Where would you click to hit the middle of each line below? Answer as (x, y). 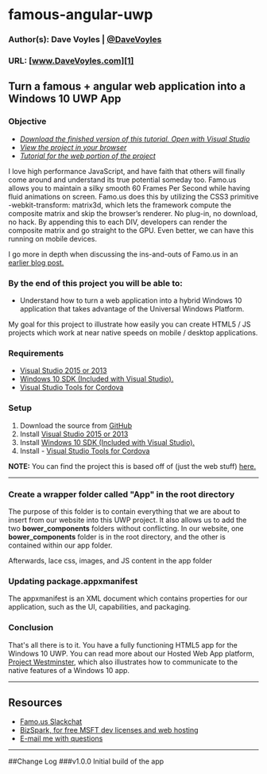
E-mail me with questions (61, 739)
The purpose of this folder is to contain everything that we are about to (124, 511)
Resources (35, 702)
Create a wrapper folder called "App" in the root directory (122, 494)
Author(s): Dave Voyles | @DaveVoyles (85, 40)
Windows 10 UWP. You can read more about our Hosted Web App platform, (132, 653)
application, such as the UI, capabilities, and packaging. (99, 607)
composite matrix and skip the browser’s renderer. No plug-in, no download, (133, 213)
